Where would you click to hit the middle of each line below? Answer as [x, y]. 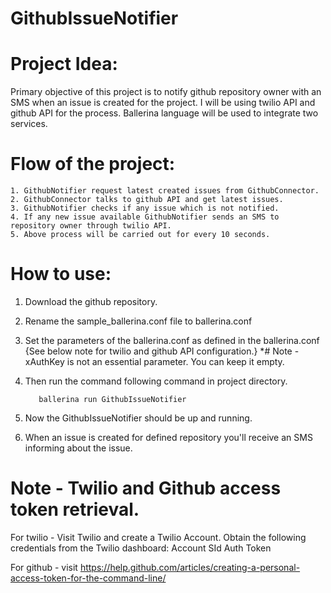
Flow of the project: [93, 164]
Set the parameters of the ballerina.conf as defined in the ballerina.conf [172, 340]
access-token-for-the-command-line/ [88, 578]
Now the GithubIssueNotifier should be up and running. [138, 418]
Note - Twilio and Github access [146, 488]
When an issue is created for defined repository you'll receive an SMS [168, 437]
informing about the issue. [78, 448]
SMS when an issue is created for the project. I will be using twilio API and [163, 103]
